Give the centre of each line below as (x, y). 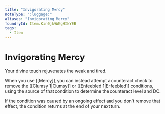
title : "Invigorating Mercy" (35, 10)
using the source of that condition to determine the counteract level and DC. (83, 91)
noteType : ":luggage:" (28, 14)
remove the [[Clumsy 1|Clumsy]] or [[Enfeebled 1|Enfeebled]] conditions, (79, 86)
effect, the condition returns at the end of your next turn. (63, 106)
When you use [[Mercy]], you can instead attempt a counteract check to (79, 80)
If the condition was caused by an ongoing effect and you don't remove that (82, 101)
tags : (11, 28)
